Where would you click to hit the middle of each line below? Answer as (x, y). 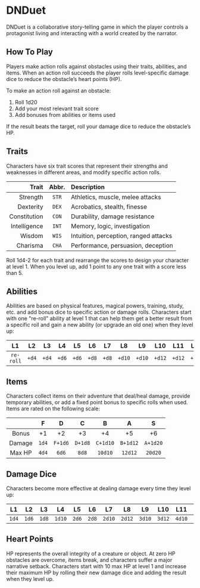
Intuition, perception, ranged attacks (122, 236)
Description (88, 187)
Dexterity (30, 206)
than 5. (15, 273)
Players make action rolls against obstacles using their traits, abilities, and (96, 66)
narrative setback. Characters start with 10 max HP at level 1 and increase (96, 566)
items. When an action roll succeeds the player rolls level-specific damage (97, 73)
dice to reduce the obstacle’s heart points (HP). (64, 79)
